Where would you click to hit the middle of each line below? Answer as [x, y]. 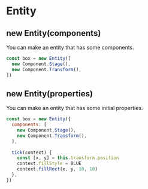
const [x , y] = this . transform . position [68, 158]
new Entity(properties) [49, 94]
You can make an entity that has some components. [70, 47]
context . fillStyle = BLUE [49, 164]
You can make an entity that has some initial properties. [75, 108]
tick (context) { [32, 153]
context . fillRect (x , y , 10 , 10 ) [57, 169]
